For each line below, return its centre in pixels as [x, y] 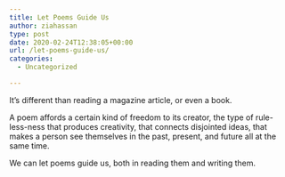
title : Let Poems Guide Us [59, 17]
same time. [30, 145]
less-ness [27, 126]
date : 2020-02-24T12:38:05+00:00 [71, 42]
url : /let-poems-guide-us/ [59, 51]
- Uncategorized [47, 68]
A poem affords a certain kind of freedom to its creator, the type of [131, 117]
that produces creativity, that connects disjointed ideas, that [157, 126]
